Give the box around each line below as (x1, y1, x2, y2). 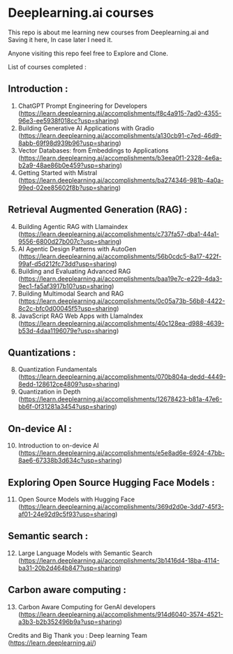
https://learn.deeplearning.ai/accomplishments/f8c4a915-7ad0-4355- (20, 109, 222, 117)
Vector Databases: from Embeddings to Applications (17, 146, 170, 155)
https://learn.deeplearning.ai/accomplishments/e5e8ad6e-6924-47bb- (20, 449, 225, 457)
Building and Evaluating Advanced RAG (17, 267, 131, 275)
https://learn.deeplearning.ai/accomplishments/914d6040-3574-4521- (20, 610, 224, 618)
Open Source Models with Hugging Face (17, 495, 135, 503)
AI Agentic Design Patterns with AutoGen (17, 244, 137, 253)
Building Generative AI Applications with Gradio (17, 124, 155, 132)
